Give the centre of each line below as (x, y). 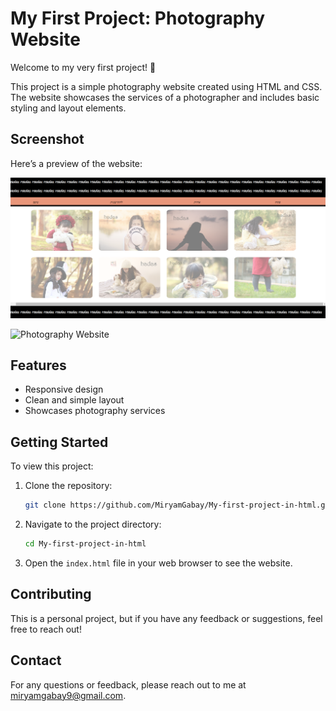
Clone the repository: (68, 486)
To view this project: (52, 466)
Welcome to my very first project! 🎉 (83, 67)
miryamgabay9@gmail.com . (68, 695)
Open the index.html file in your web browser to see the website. (158, 563)
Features (38, 365)
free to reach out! (46, 629)
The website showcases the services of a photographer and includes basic (165, 97)
